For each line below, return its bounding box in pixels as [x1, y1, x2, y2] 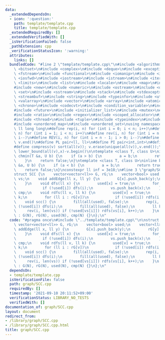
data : [5, 7, 16, 12]
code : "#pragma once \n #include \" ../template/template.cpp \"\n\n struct [9, 217, 160, 223]
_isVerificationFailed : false [9, 39, 71, 44]
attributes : [9, 53, 34, 58]
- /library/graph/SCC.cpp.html [5, 323, 69, 328]
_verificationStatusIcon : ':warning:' [9, 48, 89, 53]
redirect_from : [5, 313, 36, 319]
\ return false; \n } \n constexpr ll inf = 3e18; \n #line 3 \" [14, 167, 144, 172]
